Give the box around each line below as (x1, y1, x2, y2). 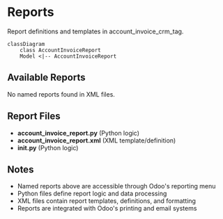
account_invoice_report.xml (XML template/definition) (17, 136, 176, 145)
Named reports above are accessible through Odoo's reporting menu (17, 182, 216, 190)
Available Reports (7, 72, 86, 83)
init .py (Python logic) (17, 143, 79, 152)
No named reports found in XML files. (7, 90, 115, 98)
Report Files (7, 111, 61, 122)
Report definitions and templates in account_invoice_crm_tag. (7, 27, 184, 35)
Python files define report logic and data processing (17, 189, 167, 198)
